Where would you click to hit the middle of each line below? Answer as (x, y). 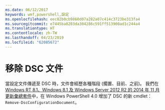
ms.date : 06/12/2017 (27, 10)
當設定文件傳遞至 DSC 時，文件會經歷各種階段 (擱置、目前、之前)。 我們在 (82, 83)
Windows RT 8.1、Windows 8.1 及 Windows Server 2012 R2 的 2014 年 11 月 (82, 89)
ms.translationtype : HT (30, 28)
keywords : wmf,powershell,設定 (37, 14)
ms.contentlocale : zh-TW (31, 33)
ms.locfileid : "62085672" (32, 42)
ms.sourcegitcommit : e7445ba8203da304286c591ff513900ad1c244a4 (73, 24)
